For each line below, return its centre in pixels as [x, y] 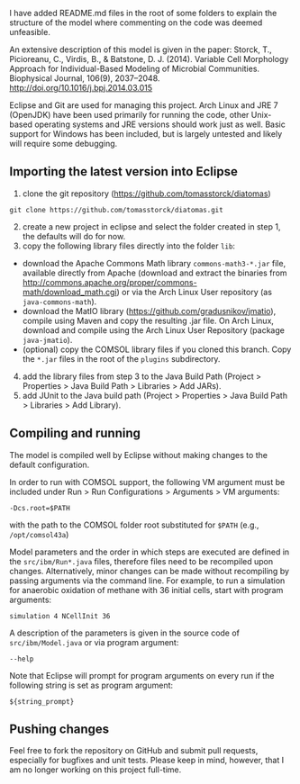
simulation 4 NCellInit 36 [60, 616]
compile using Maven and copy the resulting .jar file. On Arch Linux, [148, 320]
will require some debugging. [64, 144]
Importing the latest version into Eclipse [124, 171]
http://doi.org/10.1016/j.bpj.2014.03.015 [81, 88]
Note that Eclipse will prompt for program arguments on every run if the [142, 675]
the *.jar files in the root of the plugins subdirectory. [121, 358]
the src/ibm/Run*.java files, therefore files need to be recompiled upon [141, 561]
